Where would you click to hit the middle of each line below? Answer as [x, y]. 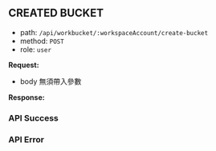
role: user [36, 49]
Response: [27, 97]
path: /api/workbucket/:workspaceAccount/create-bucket [114, 32]
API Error [26, 139]
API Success [33, 117]
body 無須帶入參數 [51, 81]
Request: [24, 65]
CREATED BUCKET [56, 13]
